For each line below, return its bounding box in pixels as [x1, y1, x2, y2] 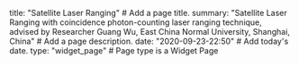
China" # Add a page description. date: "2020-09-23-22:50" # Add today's [9, 36, 289, 46]
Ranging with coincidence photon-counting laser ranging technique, [9, 17, 263, 28]
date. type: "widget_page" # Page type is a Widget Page [9, 45, 219, 56]
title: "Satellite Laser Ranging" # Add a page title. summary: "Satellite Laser [9, 8, 288, 18]
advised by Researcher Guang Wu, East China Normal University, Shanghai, [9, 27, 291, 37]
